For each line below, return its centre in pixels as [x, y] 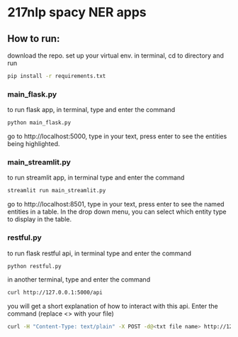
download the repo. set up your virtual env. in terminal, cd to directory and [116, 55]
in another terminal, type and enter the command [79, 280]
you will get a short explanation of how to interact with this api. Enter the [113, 306]
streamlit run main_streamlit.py [57, 191]
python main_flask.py [39, 123]
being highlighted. [34, 144]
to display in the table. [40, 219]
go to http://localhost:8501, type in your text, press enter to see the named [116, 204]
